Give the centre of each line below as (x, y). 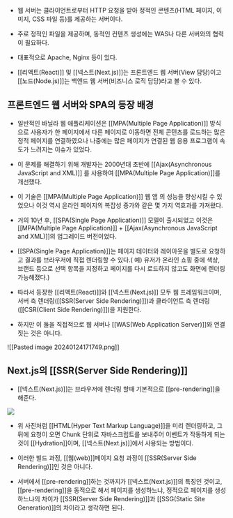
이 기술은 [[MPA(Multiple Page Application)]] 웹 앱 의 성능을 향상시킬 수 (116, 196)
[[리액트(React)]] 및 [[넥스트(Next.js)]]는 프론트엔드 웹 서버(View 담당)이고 (119, 72)
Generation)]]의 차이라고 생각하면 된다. (71, 508)
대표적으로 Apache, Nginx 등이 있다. (67, 57)
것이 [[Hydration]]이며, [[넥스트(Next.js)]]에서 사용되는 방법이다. (105, 443)
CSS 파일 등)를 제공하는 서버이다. (78, 19)
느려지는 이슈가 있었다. (61, 149)
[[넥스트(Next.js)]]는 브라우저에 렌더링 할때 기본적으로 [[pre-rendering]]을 (119, 389)
